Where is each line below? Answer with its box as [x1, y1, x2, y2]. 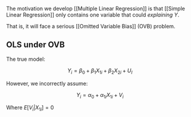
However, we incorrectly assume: [6, 80, 88, 87]
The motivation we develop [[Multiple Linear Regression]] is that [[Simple [6, 5, 186, 12]
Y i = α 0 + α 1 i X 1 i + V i [76, 91, 124, 100]
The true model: [6, 56, 46, 63]
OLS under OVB [6, 40, 65, 50]
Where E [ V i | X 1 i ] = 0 [6, 104, 54, 113]
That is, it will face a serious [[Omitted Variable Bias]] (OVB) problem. [6, 23, 176, 30]
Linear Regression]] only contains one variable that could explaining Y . [6, 11, 180, 18]
